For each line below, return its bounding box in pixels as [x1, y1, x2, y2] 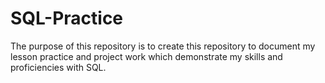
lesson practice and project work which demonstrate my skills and [10, 50, 283, 62]
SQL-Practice [10, 7, 124, 30]
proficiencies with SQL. [10, 61, 107, 73]
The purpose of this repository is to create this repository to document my [10, 40, 316, 52]
